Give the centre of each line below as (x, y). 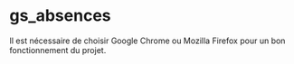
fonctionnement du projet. (58, 50)
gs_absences (60, 16)
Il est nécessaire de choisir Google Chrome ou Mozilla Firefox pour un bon (147, 41)
